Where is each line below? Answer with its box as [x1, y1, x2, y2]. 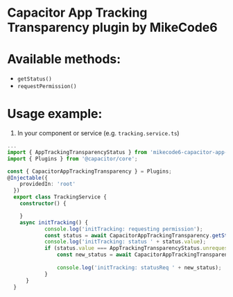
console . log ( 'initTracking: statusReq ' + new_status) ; [56, 264, 222, 271]
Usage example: [7, 106, 103, 122]
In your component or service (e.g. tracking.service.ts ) [17, 129, 180, 137]
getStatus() [17, 76, 52, 83]
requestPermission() [17, 83, 77, 90]
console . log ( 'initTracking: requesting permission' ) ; [44, 226, 203, 232]
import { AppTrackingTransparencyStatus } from [7, 148, 148, 155]
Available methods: [7, 51, 121, 67]
